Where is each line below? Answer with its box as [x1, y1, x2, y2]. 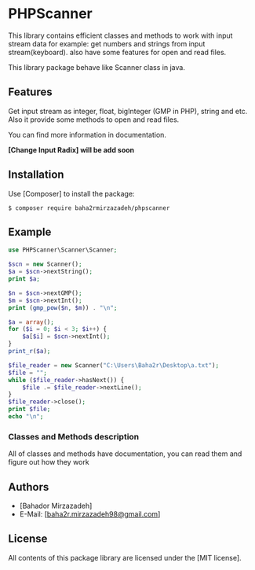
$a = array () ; [8, 318, 55, 326]
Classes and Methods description [8, 431, 140, 442]
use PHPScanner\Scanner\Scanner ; [8, 246, 118, 254]
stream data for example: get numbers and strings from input [8, 39, 206, 48]
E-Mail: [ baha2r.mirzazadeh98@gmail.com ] [19, 509, 161, 519]
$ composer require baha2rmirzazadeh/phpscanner [8, 204, 170, 212]
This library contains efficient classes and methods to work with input [8, 31, 233, 40]
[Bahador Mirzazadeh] [19, 501, 93, 510]
